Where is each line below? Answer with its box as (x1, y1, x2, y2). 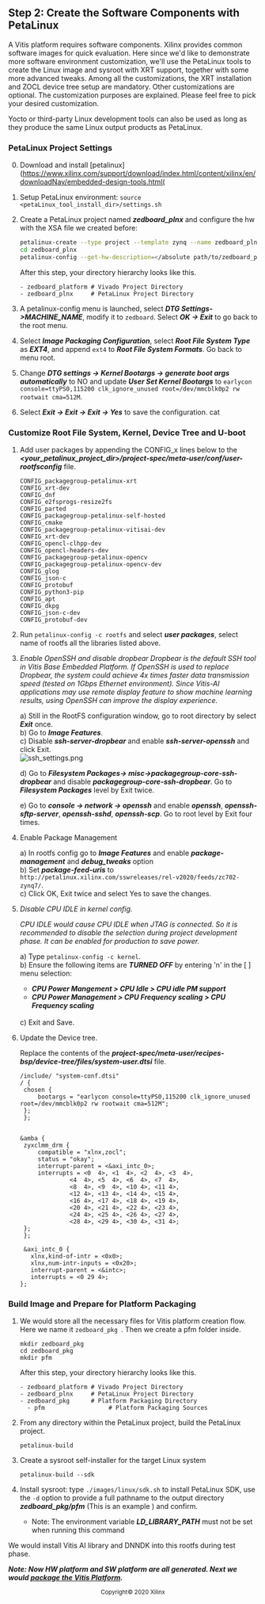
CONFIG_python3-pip (19, 588, 85, 597)
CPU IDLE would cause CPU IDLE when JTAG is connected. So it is (19, 919, 238, 930)
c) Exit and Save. (19, 1018, 75, 1027)
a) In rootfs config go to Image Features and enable (19, 848, 190, 858)
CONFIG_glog (19, 567, 59, 575)
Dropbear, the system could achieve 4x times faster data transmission (19, 670, 250, 680)
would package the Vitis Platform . (8, 1573, 123, 1583)
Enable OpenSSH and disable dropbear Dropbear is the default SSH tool (19, 654, 256, 663)
